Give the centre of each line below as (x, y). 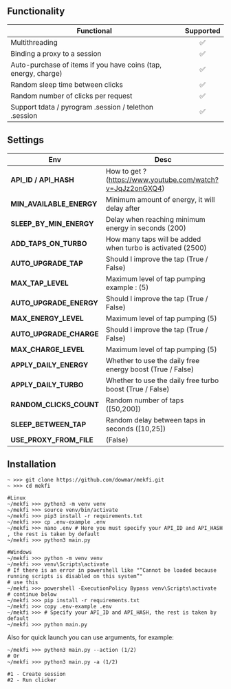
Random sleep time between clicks (67, 84)
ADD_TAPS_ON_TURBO (49, 243)
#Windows (20, 553)
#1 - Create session (37, 675)
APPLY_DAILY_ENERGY (49, 364)
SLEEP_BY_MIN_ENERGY (52, 223)
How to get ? (126, 171)
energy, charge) (36, 73)
